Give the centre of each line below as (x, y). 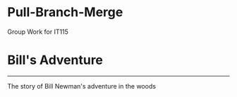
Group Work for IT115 (38, 32)
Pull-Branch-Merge (65, 12)
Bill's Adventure (55, 60)
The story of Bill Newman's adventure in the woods (82, 86)
